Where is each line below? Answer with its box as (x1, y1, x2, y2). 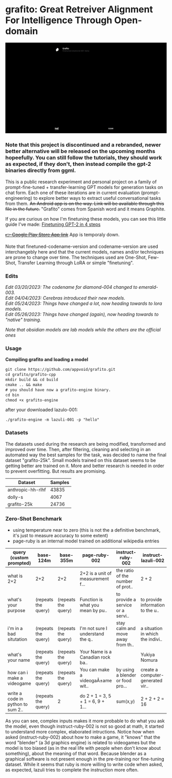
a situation (140, 625, 163, 631)
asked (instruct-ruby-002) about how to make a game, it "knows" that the (5, 734, 160, 741)
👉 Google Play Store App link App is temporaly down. (5, 232, 120, 238)
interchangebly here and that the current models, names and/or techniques (5, 248, 164, 255)
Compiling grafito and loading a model (5, 356, 89, 363)
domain (5, 26, 38, 37)
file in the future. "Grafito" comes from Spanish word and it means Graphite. (5, 206, 165, 212)
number (116, 578, 133, 584)
